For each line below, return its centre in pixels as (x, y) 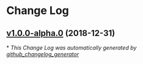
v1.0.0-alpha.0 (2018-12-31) (61, 33)
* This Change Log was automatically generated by (71, 48)
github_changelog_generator (43, 54)
